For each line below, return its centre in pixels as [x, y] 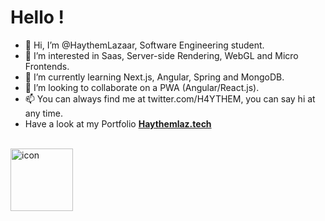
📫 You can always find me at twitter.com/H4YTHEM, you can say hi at [170, 98]
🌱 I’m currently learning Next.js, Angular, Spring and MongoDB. [154, 77]
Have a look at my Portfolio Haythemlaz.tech [118, 123]
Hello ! [37, 17]
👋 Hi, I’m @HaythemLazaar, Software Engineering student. [144, 45]
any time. [43, 113]
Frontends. [47, 66]
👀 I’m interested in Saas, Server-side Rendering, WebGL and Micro [161, 55]
